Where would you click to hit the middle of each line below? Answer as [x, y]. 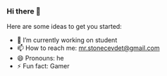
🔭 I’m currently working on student [67, 40]
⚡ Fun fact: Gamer [43, 66]
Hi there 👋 [24, 11]
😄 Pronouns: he [40, 58]
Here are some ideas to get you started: [64, 27]
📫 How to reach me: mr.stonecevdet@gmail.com [88, 48]
